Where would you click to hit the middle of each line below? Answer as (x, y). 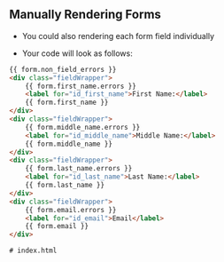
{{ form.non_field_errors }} (63, 69)
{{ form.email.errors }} (71, 210)
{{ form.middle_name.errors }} (83, 127)
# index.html (33, 251)
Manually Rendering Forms (85, 15)
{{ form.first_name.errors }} (81, 86)
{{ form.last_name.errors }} (79, 169)
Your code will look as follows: (77, 53)
